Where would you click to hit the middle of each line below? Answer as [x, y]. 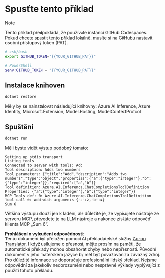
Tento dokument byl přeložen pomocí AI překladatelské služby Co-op [76, 238]
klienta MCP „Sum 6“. [27, 224]
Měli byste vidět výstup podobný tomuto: [47, 148]
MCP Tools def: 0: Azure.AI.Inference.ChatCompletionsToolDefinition [78, 196]
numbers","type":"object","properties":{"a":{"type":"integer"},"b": [78, 178]
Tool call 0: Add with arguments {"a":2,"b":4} [55, 200]
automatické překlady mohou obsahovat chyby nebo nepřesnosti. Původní [81, 249]
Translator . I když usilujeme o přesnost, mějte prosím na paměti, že [73, 244]
